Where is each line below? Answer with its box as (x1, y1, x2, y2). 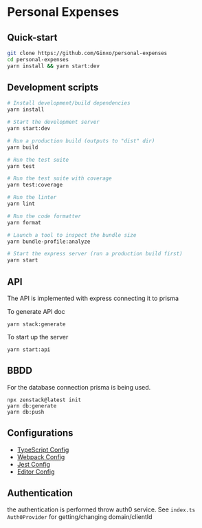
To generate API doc (7, 308, 65, 315)
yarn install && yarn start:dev (7, 63, 100, 70)
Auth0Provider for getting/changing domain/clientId (7, 513, 153, 521)
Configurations (7, 427, 74, 439)
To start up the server (7, 333, 69, 341)
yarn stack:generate (7, 321, 67, 328)
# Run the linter (7, 194, 57, 201)
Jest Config (16, 460, 50, 468)
